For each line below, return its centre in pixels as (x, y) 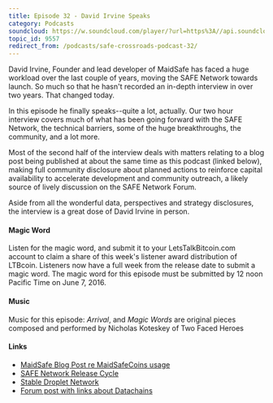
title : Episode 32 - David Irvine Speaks (80, 16)
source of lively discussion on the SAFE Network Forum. (102, 187)
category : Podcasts (41, 24)
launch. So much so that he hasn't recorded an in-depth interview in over (131, 87)
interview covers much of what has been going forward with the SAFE (126, 119)
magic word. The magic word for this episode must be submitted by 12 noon (136, 274)
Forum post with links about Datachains (86, 390)
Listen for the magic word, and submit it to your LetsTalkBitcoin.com (122, 248)
